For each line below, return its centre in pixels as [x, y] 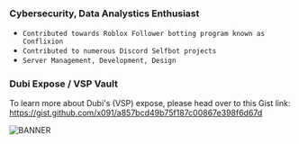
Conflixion [43, 42]
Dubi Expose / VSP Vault [64, 84]
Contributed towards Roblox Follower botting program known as [144, 34]
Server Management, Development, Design [99, 61]
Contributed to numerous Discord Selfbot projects [119, 51]
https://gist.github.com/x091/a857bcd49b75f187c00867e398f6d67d [136, 113]
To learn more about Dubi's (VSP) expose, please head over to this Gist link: [150, 103]
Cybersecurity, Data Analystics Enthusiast [104, 13]
